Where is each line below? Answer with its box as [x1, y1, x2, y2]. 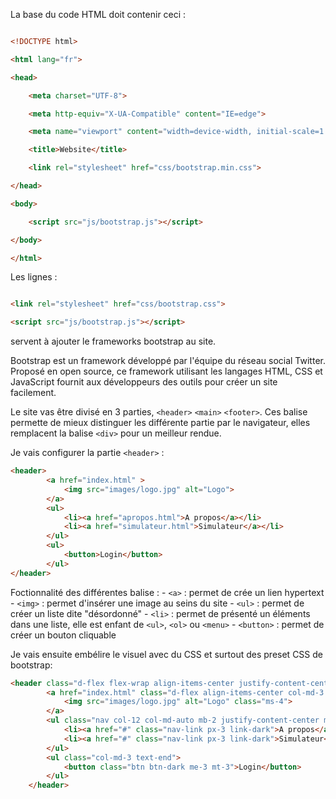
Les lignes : [10, 271, 58, 283]
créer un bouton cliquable [10, 629, 117, 641]
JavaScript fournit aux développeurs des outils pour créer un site [10, 376, 278, 388]
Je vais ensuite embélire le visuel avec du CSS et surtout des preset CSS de [10, 648, 323, 660]
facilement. [10, 387, 57, 399]
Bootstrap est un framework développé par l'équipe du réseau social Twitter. [10, 355, 326, 367]
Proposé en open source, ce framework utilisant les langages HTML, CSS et [10, 365, 323, 378]
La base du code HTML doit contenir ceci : [10, 9, 187, 20]
